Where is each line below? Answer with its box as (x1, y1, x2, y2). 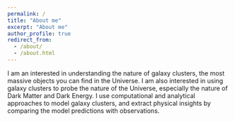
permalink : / (7, 10, 46, 18)
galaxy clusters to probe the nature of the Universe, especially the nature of (7, 84, 228, 92)
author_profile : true (7, 30, 71, 37)
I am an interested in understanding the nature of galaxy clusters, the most (7, 68, 225, 78)
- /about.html (13, 50, 55, 57)
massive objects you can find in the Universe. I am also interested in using (7, 76, 224, 85)
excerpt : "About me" (7, 23, 69, 30)
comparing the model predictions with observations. (7, 106, 160, 115)
